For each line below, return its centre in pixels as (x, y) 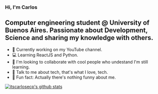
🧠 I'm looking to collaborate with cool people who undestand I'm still (80, 62)
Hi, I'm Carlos (21, 7)
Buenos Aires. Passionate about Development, (76, 30)
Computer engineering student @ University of (77, 23)
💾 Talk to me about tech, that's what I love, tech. (60, 72)
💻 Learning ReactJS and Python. (45, 55)
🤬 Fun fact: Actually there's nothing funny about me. (64, 77)
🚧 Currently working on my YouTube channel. (57, 49)
